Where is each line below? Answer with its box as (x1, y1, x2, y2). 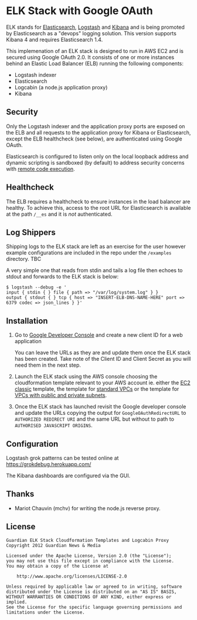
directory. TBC (6, 256, 42, 263)
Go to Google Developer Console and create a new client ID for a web (14, 331, 183, 339)
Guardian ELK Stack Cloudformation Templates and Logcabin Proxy (6, 537, 169, 543)
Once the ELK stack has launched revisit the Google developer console (14, 403, 186, 410)
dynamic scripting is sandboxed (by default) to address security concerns (6, 159, 185, 166)
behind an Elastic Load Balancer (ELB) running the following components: (6, 60, 184, 67)
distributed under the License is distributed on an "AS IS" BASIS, (6, 589, 177, 595)
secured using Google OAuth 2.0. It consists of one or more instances (6, 53, 175, 61)
